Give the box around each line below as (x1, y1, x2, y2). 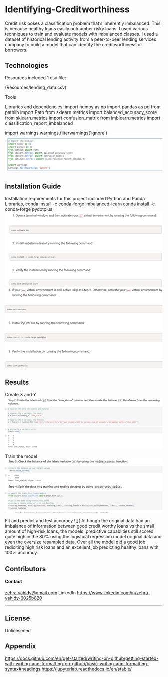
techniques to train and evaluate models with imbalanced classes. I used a (5, 31, 158, 37)
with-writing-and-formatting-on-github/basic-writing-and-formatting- (5, 660, 149, 666)
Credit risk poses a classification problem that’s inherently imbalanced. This (5, 20, 161, 26)
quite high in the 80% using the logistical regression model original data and (5, 534, 162, 540)
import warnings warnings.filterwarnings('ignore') (5, 130, 108, 136)
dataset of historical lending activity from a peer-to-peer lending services (5, 36, 156, 42)
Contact (5, 579, 22, 585)
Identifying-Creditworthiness (5, 4, 130, 15)
